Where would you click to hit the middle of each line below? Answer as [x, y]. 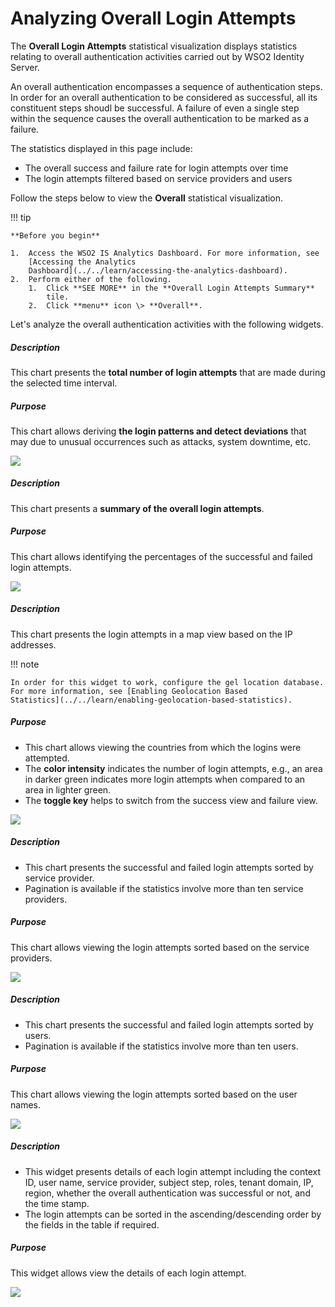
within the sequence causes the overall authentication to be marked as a [160, 118]
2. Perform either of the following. [91, 279]
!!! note [25, 664]
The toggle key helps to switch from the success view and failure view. [171, 800]
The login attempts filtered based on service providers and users [158, 178]
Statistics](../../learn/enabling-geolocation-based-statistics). [151, 700]
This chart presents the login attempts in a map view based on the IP [151, 634]
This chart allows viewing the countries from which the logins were [163, 747]
